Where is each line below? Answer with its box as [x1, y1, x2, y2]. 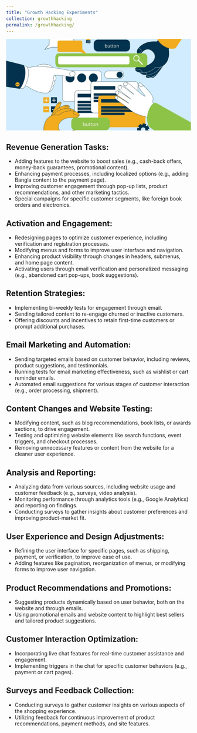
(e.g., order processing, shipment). [14, 387, 99, 394]
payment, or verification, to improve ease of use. [14, 553, 133, 561]
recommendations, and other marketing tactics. [14, 189, 130, 196]
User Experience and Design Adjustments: [6, 531, 165, 541]
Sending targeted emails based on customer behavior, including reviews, [14, 356, 191, 363]
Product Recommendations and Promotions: [6, 583, 172, 593]
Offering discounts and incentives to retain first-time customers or [14, 316, 175, 323]
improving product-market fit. [14, 514, 86, 521]
